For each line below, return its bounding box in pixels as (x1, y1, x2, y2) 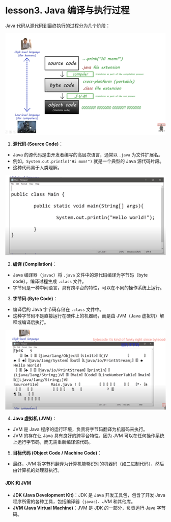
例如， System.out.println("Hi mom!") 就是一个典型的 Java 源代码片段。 (12, 158, 164, 164)
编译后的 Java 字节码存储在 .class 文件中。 (12, 306, 104, 312)
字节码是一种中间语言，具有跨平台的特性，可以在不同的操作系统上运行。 (12, 285, 164, 291)
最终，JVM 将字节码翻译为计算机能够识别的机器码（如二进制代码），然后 (12, 461, 164, 467)
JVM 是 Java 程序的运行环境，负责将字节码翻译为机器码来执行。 (12, 426, 148, 432)
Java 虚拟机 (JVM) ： (12, 415, 57, 421)
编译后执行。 (21, 319, 49, 325)
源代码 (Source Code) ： (12, 141, 64, 147)
